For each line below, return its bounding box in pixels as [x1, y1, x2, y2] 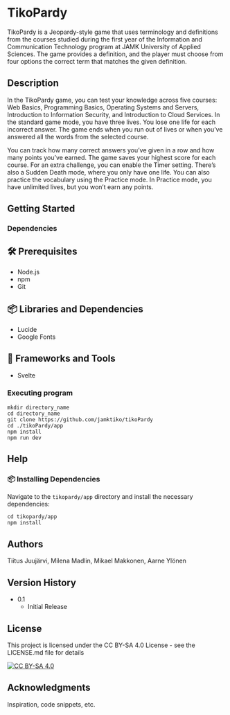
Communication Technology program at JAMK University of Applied [7, 42, 201, 51]
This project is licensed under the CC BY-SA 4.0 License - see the [7, 641, 195, 649]
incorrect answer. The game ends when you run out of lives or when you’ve [7, 125, 223, 133]
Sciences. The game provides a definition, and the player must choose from [7, 50, 224, 58]
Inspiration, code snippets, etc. [7, 700, 96, 708]
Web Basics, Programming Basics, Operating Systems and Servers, [7, 103, 200, 112]
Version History [7, 576, 76, 588]
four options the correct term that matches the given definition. [7, 57, 187, 65]
